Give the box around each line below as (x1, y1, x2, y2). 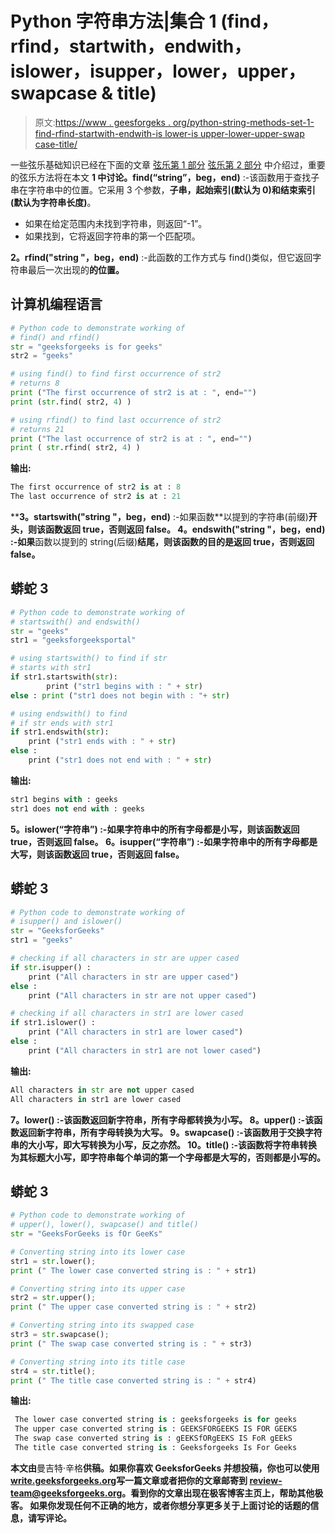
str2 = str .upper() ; (10, 1293, 97, 1303)
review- (249, 1474, 283, 1486)
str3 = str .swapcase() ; (10, 1330, 110, 1340)
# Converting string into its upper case (10, 1283, 186, 1294)
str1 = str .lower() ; (10, 1256, 97, 1266)
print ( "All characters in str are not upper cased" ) (28, 990, 257, 1001)
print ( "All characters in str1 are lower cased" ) (28, 1027, 244, 1037)
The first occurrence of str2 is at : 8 (10, 482, 182, 492)
